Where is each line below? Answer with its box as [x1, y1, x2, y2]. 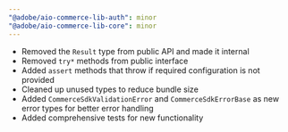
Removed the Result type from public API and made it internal [21, 45, 250, 56]
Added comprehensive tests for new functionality [21, 112, 204, 123]
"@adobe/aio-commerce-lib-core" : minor [8, 21, 157, 30]
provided [21, 74, 55, 85]
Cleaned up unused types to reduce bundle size [21, 84, 199, 95]
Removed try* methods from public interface [21, 55, 189, 66]
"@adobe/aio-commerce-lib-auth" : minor [8, 12, 157, 22]
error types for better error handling [21, 103, 154, 113]
